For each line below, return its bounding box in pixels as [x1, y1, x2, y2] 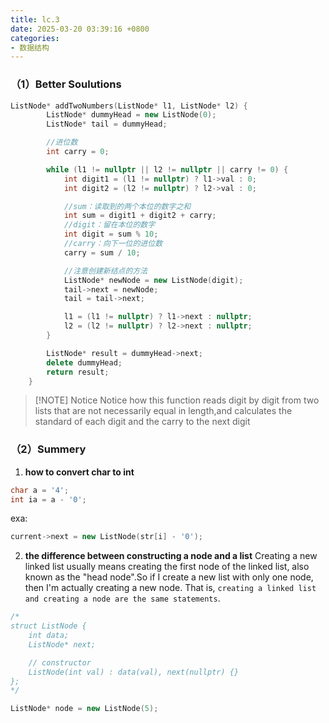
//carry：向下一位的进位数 [63, 239, 163, 249]
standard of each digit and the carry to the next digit [34, 416, 251, 428]
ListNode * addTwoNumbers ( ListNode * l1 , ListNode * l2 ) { [10, 101, 248, 111]
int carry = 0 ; [46, 147, 110, 157]
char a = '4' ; [10, 485, 70, 495]
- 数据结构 [10, 42, 50, 53]
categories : [10, 33, 60, 43]
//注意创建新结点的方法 [63, 266, 148, 276]
